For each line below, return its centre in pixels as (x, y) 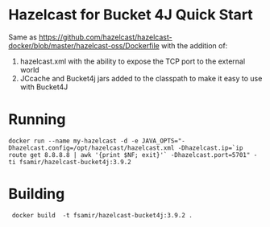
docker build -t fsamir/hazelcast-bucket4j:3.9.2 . (102, 215)
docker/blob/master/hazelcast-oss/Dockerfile (84, 45)
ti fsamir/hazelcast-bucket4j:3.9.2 (70, 162)
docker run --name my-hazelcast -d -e (73, 141)
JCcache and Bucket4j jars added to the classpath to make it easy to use (141, 78)
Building (37, 194)
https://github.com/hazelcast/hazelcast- (106, 37)
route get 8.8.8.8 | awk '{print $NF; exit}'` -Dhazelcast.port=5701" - (133, 155)
